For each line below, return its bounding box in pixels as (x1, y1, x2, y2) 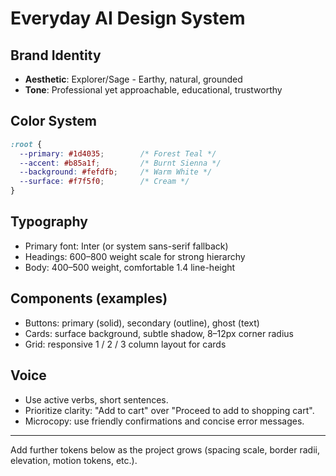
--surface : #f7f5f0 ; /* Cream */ (19, 177, 190, 187)
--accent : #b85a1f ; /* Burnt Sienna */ (19, 158, 222, 168)
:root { (10, 139, 43, 149)
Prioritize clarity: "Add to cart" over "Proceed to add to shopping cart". (24, 404, 315, 416)
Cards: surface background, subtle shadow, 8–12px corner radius (24, 327, 294, 339)
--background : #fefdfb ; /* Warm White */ (19, 167, 213, 177)
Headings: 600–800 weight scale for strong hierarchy (24, 250, 246, 262)
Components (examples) (10, 290, 168, 307)
